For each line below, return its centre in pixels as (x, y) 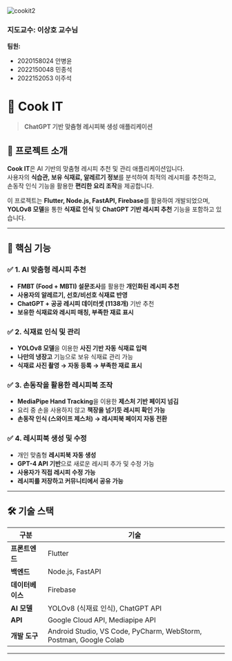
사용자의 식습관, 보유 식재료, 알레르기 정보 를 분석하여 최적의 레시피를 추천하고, (112, 177)
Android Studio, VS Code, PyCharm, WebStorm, (125, 631)
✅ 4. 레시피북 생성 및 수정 (47, 438)
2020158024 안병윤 (45, 61)
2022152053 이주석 (45, 78)
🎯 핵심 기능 (29, 248)
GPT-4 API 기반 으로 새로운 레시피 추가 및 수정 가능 (86, 463)
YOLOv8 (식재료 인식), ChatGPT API (105, 608)
